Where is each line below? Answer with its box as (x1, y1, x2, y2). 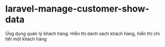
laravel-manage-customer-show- (5, 3, 150, 15)
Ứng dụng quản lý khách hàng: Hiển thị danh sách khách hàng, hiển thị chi (5, 30, 160, 36)
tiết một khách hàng (5, 36, 47, 42)
